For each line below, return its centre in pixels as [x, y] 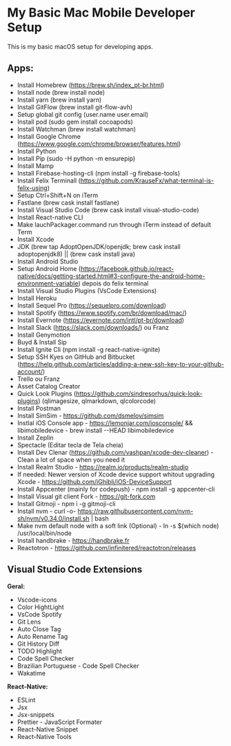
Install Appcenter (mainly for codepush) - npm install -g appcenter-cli [116, 489]
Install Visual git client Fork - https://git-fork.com [86, 496]
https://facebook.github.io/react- [127, 268]
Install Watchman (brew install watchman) [77, 129]
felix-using [32, 187]
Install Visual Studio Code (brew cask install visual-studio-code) [108, 209]
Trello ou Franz [38, 379]
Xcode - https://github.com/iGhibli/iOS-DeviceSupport [94, 481]
